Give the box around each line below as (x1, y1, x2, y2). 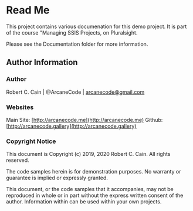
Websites (6, 103, 34, 111)
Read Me (6, 4, 50, 17)
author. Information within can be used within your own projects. (6, 198, 162, 205)
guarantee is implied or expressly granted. (6, 174, 109, 182)
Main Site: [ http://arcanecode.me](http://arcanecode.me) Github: (6, 116, 163, 123)
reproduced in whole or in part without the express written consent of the (6, 192, 184, 199)
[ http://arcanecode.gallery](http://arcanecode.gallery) (6, 122, 137, 130)
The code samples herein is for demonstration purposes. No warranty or (6, 168, 181, 175)
